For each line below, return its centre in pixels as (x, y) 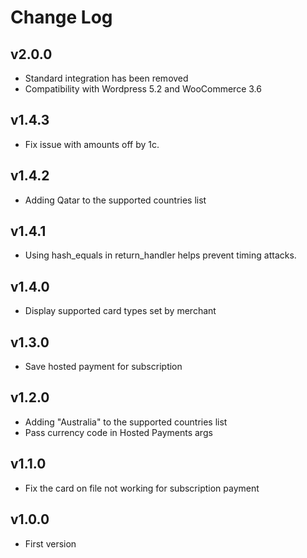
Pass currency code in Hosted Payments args (118, 432)
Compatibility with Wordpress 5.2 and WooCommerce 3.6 (143, 89)
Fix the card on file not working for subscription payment (142, 488)
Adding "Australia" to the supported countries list (126, 422)
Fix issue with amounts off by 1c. (92, 144)
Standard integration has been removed (106, 78)
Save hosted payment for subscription (103, 367)
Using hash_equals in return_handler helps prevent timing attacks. (160, 255)
